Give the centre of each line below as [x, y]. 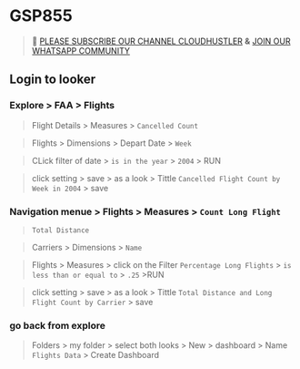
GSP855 [41, 16]
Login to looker [53, 80]
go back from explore [58, 325]
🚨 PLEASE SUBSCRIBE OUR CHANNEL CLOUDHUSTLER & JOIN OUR [161, 41]
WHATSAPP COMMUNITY [80, 50]
